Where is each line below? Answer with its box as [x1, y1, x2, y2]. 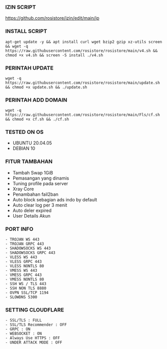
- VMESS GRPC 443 [5, 272, 42, 277]
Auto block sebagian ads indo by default [12, 196, 97, 202]
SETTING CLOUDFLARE [5, 306, 64, 313]
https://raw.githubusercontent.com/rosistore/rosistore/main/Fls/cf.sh [5, 113, 160, 118]
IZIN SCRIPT [5, 4, 37, 11]
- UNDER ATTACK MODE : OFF [5, 340, 62, 345]
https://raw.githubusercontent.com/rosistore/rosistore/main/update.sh [5, 80, 160, 85]
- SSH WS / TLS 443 [5, 282, 47, 287]
